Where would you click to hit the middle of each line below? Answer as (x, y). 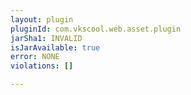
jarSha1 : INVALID (46, 38)
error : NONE (35, 57)
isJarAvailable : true (55, 47)
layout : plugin (42, 19)
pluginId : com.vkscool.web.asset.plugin (96, 29)
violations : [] (42, 66)
